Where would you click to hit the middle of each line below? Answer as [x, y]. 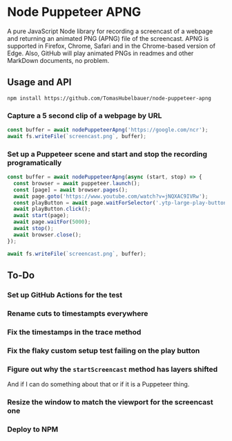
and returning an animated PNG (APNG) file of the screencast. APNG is [108, 38]
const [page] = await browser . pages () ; [71, 190]
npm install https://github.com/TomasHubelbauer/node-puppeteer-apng [109, 98]
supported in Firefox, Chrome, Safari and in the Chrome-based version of [112, 46]
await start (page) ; [41, 216]
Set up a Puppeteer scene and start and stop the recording [107, 154]
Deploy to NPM [33, 429]
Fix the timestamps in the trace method [74, 332]
